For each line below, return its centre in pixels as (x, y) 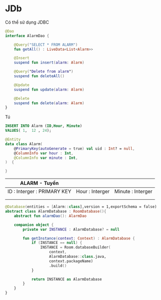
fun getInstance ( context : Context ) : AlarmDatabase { (79, 238)
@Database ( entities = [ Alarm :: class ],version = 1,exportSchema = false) (81, 207)
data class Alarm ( (24, 144)
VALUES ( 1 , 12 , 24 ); (28, 131)
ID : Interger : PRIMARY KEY (40, 191)
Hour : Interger (93, 191)
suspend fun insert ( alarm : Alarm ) (49, 63)
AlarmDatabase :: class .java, (78, 257)
